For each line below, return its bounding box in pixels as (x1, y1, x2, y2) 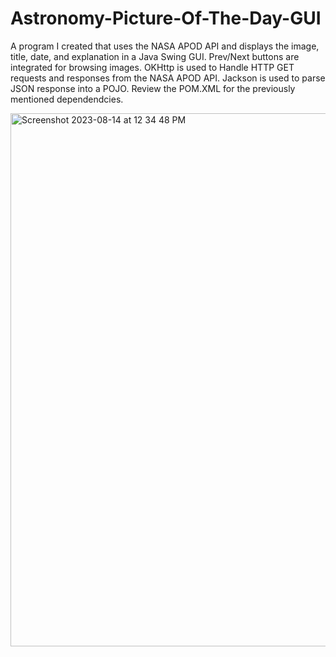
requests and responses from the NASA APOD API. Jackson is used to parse (10, 72, 326, 84)
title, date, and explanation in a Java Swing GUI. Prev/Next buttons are (10, 50, 300, 62)
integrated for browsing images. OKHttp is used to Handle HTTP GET (10, 61, 295, 73)
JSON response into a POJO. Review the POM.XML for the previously (10, 82, 296, 94)
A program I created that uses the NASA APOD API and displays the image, (10, 40, 320, 52)
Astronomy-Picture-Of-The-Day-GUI (10, 7, 322, 30)
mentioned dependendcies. (10, 93, 124, 105)
